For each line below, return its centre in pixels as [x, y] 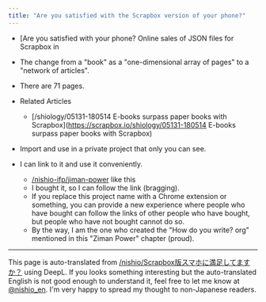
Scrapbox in [39, 46]
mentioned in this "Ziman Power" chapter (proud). [113, 238]
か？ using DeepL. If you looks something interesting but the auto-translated [133, 272]
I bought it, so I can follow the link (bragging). [105, 188]
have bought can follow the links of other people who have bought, [141, 213]
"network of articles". [54, 70]
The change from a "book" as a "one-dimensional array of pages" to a [134, 62]
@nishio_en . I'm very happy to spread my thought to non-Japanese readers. [133, 289]
